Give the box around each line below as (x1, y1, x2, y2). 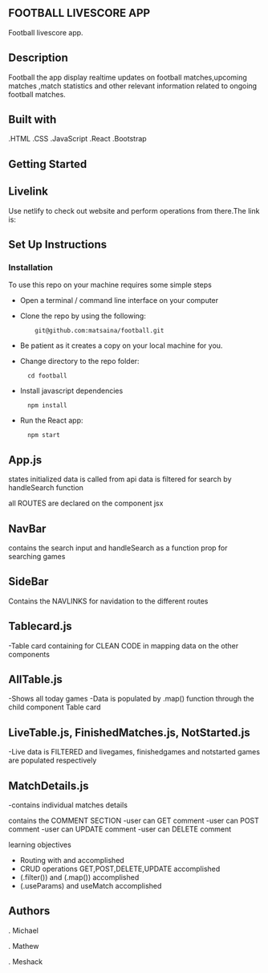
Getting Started (8, 157, 87, 171)
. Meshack (8, 956, 43, 967)
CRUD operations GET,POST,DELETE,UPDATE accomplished (19, 864, 221, 874)
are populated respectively (8, 755, 97, 766)
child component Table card (8, 702, 101, 712)
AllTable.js (8, 673, 63, 686)
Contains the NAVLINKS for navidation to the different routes (8, 596, 209, 606)
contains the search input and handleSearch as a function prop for (8, 542, 228, 553)
